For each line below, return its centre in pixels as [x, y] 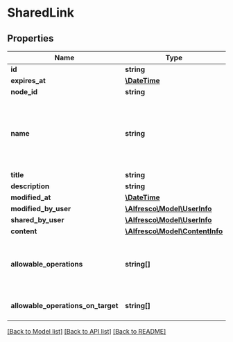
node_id [24, 92]
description [30, 186]
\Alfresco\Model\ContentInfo [174, 231]
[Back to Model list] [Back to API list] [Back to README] [87, 331]
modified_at [31, 197]
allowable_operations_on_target [64, 306]
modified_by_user [41, 209]
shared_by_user [37, 220]
